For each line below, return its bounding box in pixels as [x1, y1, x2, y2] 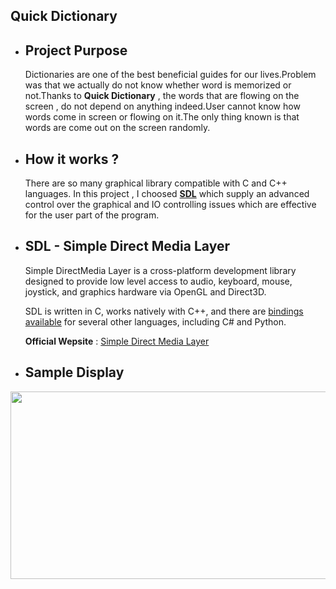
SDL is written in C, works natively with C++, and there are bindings [24, 305, 304, 317]
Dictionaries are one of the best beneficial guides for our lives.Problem [24, 69, 317, 81]
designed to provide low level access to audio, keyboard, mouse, [24, 275, 293, 287]
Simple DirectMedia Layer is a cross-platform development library [24, 264, 297, 276]
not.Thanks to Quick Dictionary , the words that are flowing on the [24, 90, 300, 102]
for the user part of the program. [24, 209, 160, 221]
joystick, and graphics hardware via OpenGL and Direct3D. [24, 285, 267, 298]
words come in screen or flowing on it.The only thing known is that [24, 111, 300, 123]
